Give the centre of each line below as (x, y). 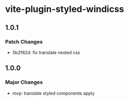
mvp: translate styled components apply (54, 93)
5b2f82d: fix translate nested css (46, 52)
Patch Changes (24, 42)
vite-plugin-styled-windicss (65, 9)
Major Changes (24, 82)
